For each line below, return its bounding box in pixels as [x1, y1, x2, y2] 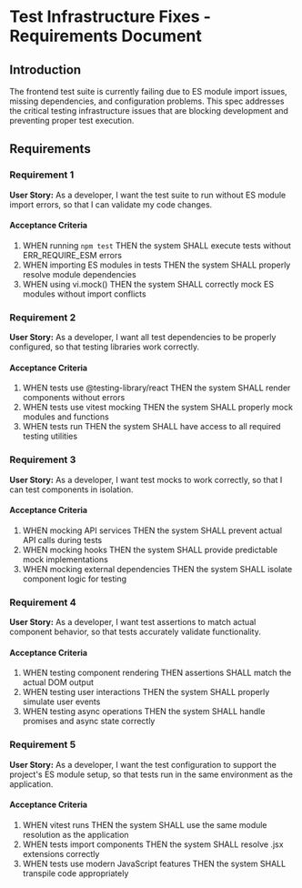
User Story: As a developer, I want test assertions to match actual [9, 617, 257, 628]
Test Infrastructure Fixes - [9, 6, 212, 27]
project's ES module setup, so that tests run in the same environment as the [9, 769, 294, 780]
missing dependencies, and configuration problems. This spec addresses [9, 96, 285, 106]
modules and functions [22, 411, 109, 422]
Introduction [9, 62, 82, 77]
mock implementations [22, 553, 109, 565]
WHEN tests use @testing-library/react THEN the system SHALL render [22, 382, 291, 393]
